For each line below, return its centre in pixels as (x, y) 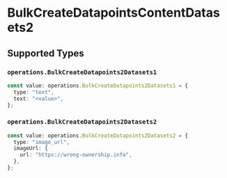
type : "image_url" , (42, 142)
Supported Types (46, 53)
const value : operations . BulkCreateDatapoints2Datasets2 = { (98, 136)
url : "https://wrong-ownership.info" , (76, 155)
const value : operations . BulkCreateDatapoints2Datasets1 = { (98, 86)
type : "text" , (34, 92)
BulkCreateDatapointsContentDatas (114, 13)
